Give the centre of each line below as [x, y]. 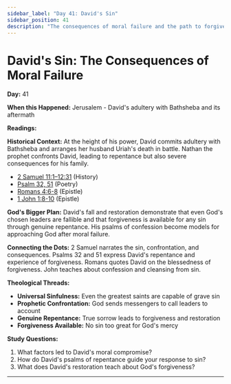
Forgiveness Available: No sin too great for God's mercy [98, 325]
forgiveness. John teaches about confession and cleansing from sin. [104, 270]
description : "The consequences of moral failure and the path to [104, 26]
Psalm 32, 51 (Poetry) [47, 184]
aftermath [21, 115]
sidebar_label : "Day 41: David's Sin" [63, 13]
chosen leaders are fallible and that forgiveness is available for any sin [107, 220]
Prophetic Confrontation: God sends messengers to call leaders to [112, 303]
